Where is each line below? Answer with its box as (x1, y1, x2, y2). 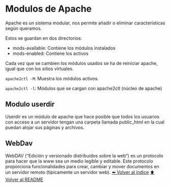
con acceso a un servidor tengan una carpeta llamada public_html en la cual (5, 119, 165, 125)
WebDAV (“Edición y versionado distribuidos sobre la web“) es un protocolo (5, 152, 163, 159)
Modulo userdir (5, 100, 55, 109)
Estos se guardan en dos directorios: (5, 35, 82, 41)
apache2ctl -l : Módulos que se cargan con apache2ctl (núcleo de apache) (5, 85, 162, 91)
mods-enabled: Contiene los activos (12, 50, 89, 56)
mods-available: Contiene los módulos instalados (12, 45, 116, 51)
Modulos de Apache (5, 3, 92, 15)
